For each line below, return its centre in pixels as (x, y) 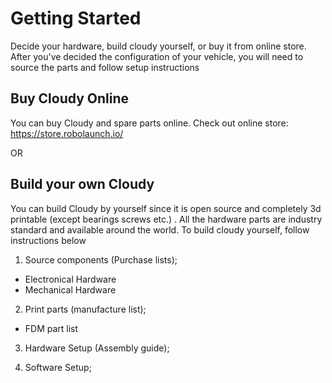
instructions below (48, 240)
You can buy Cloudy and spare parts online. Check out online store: (149, 123)
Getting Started (76, 18)
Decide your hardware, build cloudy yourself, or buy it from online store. (158, 46)
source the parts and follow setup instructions (105, 67)
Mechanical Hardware (70, 289)
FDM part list (51, 328)
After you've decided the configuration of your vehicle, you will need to (157, 56)
